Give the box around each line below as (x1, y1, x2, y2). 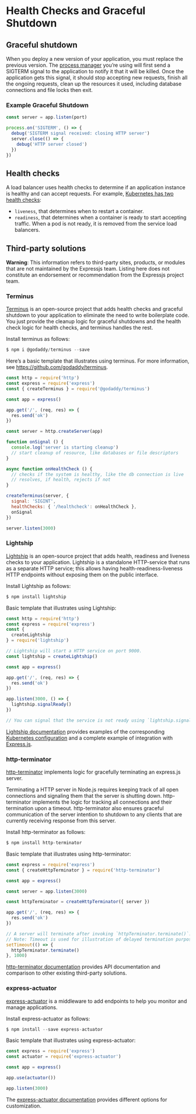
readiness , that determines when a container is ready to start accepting (14, 214, 187, 221)
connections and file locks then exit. (6, 87, 93, 93)
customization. (6, 1102, 42, 1109)
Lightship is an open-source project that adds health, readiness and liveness (6, 552, 190, 559)
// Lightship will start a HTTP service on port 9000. (6, 648, 142, 654)
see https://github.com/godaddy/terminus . (6, 364, 108, 371)
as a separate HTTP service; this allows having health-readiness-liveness (6, 565, 183, 572)
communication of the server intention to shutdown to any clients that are (6, 811, 183, 818)
